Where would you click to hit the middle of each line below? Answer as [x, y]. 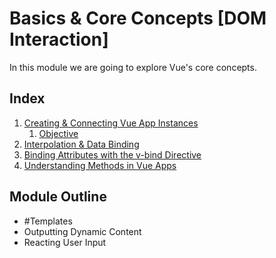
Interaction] [59, 39]
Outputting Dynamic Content [82, 231]
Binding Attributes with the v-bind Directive [112, 154]
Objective [58, 133]
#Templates [48, 221]
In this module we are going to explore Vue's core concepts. [133, 67]
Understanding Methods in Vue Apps [100, 165]
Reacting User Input [65, 242]
